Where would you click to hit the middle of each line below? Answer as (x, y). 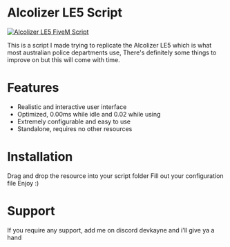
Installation (40, 157)
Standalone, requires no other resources (75, 128)
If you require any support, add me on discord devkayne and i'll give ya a (111, 230)
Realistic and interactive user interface (72, 107)
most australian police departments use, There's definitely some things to (112, 52)
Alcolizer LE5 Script (65, 13)
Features (33, 88)
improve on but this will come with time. (64, 59)
